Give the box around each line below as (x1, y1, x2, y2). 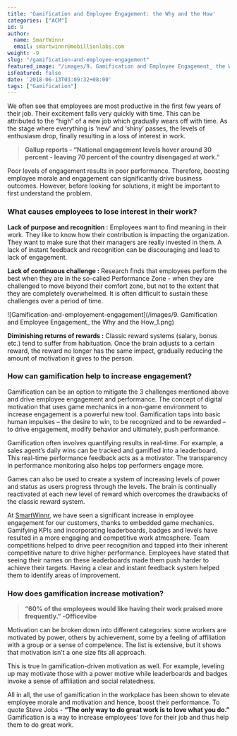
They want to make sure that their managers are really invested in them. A (7, 238, 222, 246)
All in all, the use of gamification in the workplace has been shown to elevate (7, 691, 230, 699)
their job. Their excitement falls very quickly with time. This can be (7, 109, 200, 118)
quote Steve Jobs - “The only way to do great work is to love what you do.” (7, 706, 230, 714)
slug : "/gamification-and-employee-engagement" (7, 56, 150, 64)
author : (7, 30, 30, 37)
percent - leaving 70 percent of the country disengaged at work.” (24, 153, 220, 162)
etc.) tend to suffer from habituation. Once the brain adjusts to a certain (7, 339, 215, 347)
